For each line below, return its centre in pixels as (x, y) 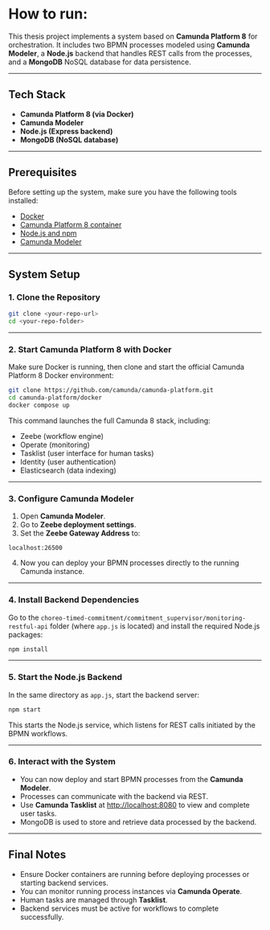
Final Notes (37, 855)
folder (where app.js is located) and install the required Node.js (155, 626)
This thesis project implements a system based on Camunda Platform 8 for (133, 36)
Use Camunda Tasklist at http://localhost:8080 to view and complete (135, 805)
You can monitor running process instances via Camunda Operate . (131, 891)
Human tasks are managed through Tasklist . (94, 899)
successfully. (42, 916)
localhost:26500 (35, 548)
